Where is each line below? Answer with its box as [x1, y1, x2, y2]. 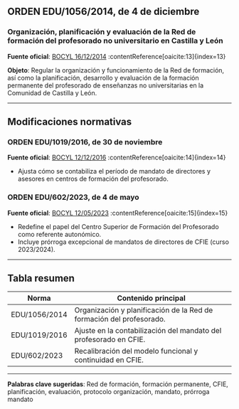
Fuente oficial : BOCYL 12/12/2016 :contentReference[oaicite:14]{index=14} [7, 153, 226, 162]
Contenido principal [117, 293, 186, 303]
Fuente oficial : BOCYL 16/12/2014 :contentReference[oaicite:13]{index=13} [7, 52, 226, 60]
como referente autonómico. [17, 230, 102, 238]
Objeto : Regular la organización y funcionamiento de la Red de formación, [7, 65, 225, 74]
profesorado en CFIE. [74, 334, 146, 344]
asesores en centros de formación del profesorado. [17, 174, 169, 184]
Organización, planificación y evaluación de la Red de [7, 27, 196, 37]
